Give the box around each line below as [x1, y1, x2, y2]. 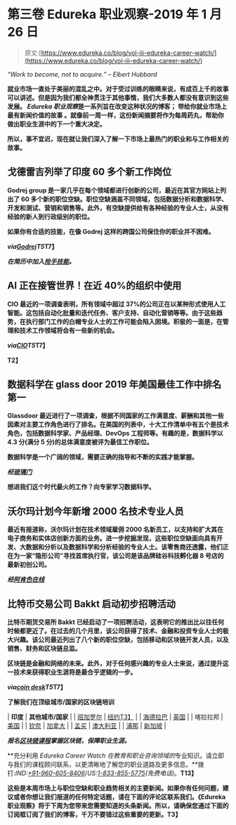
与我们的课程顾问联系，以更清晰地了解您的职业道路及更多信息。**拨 [7, 760, 205, 768]
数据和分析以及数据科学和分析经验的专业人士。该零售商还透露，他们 [25, 543, 223, 552]
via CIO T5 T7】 [7, 341, 49, 349]
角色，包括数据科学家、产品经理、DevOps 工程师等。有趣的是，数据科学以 [7, 429, 223, 438]
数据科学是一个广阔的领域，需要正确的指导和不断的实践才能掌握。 [7, 453, 198, 461]
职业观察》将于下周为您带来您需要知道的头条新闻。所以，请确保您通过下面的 [7, 802, 229, 810]
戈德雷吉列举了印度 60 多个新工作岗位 [7, 166, 172, 178]
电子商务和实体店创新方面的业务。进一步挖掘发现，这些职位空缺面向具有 [7, 534, 216, 543]
